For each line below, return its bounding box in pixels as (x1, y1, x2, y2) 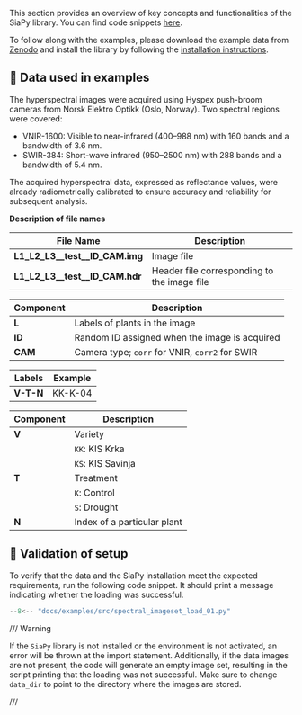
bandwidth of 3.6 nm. (22, 139, 102, 151)
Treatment (74, 471, 119, 484)
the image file (151, 275, 209, 288)
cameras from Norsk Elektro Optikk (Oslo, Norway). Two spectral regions (9, 103, 280, 114)
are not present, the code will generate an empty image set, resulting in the (9, 659, 288, 670)
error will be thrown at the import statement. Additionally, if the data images (9, 649, 289, 660)
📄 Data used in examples (9, 70, 150, 85)
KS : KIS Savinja (74, 457, 137, 469)
